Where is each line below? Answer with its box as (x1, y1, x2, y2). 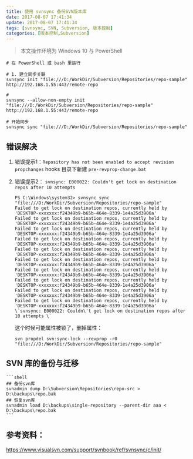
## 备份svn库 (6, 380, 35, 387)
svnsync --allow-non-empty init (6, 98, 85, 103)
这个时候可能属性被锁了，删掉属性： (14, 324, 103, 331)
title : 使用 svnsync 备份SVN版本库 (6, 8, 87, 15)
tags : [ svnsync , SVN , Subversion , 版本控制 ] (6, 25, 113, 31)
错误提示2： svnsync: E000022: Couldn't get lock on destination (14, 177, 177, 185)
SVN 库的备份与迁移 (6, 359, 79, 368)
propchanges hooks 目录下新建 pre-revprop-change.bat (14, 165, 147, 172)
